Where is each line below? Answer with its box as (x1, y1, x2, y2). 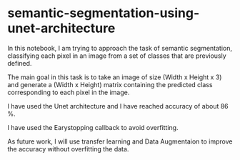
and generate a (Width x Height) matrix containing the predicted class (7, 80, 213, 89)
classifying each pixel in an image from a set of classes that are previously (7, 51, 226, 60)
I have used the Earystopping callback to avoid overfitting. (7, 123, 179, 131)
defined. (7, 59, 32, 67)
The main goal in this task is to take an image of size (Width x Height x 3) (7, 73, 222, 81)
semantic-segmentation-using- (7, 5, 200, 21)
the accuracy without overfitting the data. (7, 144, 129, 153)
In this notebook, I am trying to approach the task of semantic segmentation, (7, 44, 233, 52)
